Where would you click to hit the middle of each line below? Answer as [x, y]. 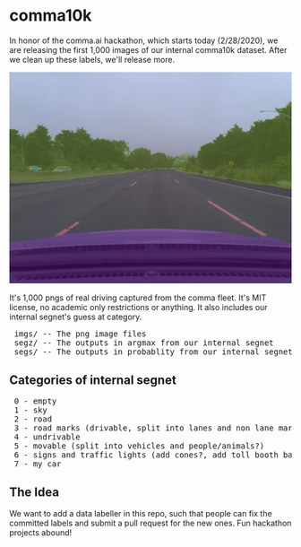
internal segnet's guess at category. [76, 317]
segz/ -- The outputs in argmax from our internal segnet [144, 343]
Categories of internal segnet [93, 380]
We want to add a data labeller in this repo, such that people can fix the [141, 514]
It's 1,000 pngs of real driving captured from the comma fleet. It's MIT [138, 298]
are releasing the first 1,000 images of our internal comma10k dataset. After [148, 49]
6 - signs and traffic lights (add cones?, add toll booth [146, 455]
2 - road [33, 419]
